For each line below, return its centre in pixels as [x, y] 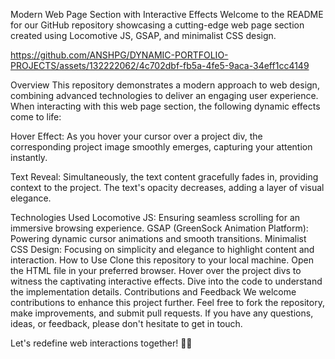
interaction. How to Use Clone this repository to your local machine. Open [162, 260]
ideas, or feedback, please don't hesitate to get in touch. [126, 323]
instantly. [29, 157]
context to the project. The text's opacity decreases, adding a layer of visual [167, 187]
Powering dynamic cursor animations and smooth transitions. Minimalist [158, 238]
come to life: [36, 117]
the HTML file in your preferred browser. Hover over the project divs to [156, 270]
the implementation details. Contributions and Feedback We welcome [153, 292]
